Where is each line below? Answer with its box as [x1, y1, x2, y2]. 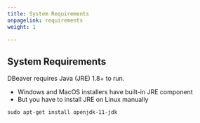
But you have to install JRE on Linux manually [17, 96, 149, 104]
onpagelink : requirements [7, 17, 83, 24]
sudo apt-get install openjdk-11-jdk [7, 109, 118, 116]
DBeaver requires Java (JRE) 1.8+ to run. [7, 75, 125, 83]
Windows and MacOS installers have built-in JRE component [17, 88, 193, 96]
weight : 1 [7, 23, 36, 30]
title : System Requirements [7, 10, 90, 18]
